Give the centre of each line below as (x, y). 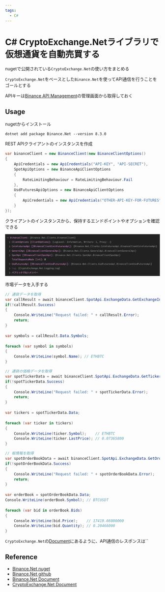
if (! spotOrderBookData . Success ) (38, 464)
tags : (11, 10)
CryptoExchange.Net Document (44, 585)
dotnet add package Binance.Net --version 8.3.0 (56, 134)
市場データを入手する (27, 284)
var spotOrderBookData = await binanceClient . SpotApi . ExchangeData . (77, 459)
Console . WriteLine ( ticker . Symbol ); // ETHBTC (65, 433)
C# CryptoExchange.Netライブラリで (82, 42)
